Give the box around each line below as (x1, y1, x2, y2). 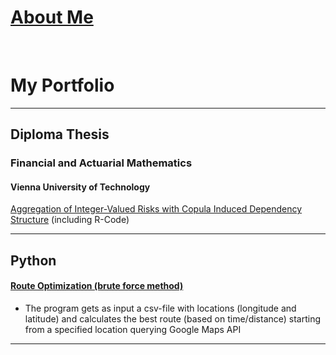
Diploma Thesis (10, 126, 110, 143)
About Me (10, 6, 94, 29)
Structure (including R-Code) (10, 214, 130, 226)
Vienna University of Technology (10, 181, 151, 193)
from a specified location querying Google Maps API (24, 323, 242, 335)
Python (10, 252, 57, 269)
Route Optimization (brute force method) (10, 280, 184, 292)
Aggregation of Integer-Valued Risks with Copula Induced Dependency (10, 203, 303, 215)
